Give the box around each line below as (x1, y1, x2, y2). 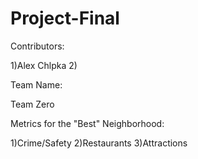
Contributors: (10, 40, 65, 52)
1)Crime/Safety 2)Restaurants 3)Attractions (10, 137, 188, 149)
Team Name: (10, 78, 63, 91)
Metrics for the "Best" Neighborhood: (10, 117, 165, 129)
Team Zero (10, 98, 55, 110)
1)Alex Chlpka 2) (10, 59, 78, 71)
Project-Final (10, 7, 120, 30)
